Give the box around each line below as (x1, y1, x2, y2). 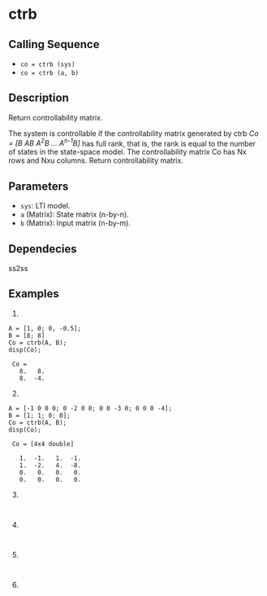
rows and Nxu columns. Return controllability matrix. (8, 156, 184, 165)
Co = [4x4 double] (11, 440, 75, 448)
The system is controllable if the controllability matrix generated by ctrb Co (8, 128, 259, 138)
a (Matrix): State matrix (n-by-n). (19, 209, 130, 220)
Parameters (8, 179, 69, 193)
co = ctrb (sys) (19, 60, 75, 68)
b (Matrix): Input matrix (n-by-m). (19, 218, 131, 228)
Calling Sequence (8, 37, 100, 51)
